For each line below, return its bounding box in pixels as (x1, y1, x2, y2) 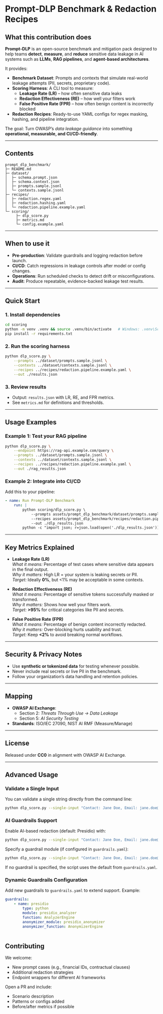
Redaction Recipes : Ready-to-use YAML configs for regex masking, (12, 111, 148, 117)
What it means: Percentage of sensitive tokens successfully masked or (12, 591, 154, 598)
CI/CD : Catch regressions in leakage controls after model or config (12, 263, 146, 268)
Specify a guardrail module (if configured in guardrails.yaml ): (5, 846, 129, 852)
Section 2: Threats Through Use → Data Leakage (19, 710, 118, 716)
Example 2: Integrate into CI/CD (5, 478, 81, 484)
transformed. (12, 597, 38, 602)
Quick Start (5, 297, 40, 305)
